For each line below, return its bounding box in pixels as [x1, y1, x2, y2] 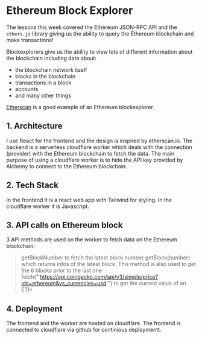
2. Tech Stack [6, 180, 59, 191]
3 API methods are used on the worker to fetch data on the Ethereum [6, 236, 178, 243]
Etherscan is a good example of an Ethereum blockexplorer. [6, 103, 155, 110]
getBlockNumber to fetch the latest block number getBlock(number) [21, 254, 191, 261]
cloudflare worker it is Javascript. [6, 203, 89, 210]
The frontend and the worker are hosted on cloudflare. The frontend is [6, 320, 181, 327]
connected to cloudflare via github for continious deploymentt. [6, 326, 162, 334]
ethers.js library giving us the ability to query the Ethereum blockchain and [6, 30, 194, 37]
